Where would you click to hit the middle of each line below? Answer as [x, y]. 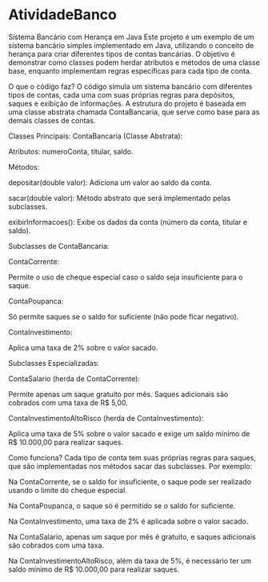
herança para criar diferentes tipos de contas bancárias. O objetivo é [122, 54]
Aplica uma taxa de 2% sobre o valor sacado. [83, 347]
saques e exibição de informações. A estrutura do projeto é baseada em [127, 103]
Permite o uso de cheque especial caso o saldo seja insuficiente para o [126, 277]
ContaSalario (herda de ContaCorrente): [74, 379]
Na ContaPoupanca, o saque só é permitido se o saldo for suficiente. [122, 505]
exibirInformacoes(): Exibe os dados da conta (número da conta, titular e [128, 222]
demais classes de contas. [52, 120]
